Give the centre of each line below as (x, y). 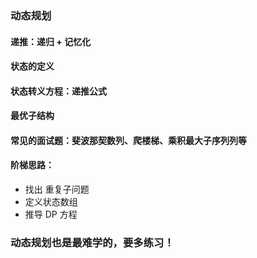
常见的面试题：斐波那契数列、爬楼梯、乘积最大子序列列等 (128, 140)
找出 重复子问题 (57, 189)
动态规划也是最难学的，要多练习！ (92, 243)
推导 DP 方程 (51, 214)
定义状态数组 (51, 202)
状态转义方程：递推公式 (58, 91)
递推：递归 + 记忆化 (51, 41)
